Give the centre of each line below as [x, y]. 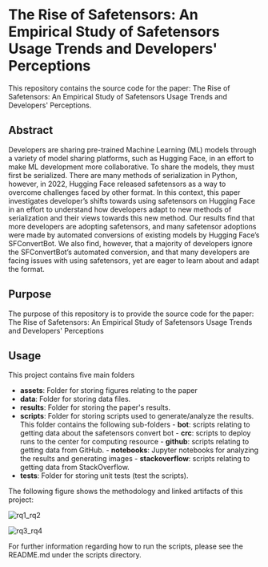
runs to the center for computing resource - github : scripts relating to [134, 442]
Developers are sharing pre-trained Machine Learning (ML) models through [133, 149]
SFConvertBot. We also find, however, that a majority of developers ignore [131, 243]
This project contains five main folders [72, 375]
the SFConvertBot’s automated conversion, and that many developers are [129, 252]
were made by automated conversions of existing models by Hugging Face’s [134, 235]
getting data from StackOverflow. [74, 468]
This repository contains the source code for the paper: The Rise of [119, 88]
